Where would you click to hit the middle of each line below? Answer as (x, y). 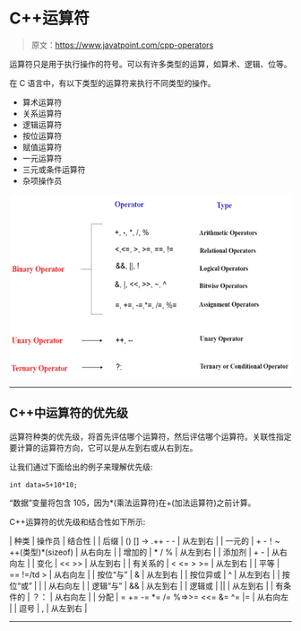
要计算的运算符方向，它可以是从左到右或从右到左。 (103, 447)
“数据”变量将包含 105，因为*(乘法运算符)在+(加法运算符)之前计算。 (133, 503)
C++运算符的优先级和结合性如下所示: (77, 521)
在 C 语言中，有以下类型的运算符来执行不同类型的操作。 (113, 83)
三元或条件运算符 (54, 169)
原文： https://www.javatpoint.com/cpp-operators (122, 45)
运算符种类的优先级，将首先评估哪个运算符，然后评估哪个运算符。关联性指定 (150, 436)
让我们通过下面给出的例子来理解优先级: (82, 467)
